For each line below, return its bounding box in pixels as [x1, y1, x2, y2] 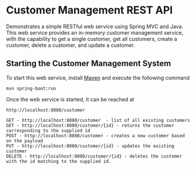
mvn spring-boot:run [6, 86, 57, 91]
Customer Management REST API [6, 4, 173, 17]
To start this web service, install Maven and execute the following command [6, 74, 190, 81]
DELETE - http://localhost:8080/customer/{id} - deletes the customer [6, 153, 183, 159]
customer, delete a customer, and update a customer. [6, 42, 135, 49]
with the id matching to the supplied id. [6, 158, 111, 164]
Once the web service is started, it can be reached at [6, 96, 134, 103]
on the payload [6, 138, 43, 144]
